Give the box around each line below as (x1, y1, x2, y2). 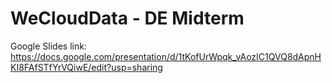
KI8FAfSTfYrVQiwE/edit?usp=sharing (10, 61, 163, 73)
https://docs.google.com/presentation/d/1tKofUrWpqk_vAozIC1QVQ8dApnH (10, 50, 322, 62)
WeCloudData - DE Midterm (10, 7, 245, 30)
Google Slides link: (10, 40, 87, 52)
